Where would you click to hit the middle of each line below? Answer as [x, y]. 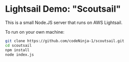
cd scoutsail [18, 45]
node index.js [20, 55]
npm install [17, 50]
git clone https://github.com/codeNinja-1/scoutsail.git [65, 41]
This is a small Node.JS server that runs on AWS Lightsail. [64, 22]
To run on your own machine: [35, 32]
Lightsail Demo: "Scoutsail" [63, 9]
